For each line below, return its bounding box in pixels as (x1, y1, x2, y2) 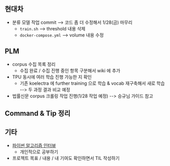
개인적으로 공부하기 (19, 149, 59, 155)
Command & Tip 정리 (5, 109, 71, 118)
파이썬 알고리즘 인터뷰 (12, 142, 56, 148)
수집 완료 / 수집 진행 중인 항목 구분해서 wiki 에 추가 (19, 68, 121, 74)
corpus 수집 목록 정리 (12, 61, 56, 67)
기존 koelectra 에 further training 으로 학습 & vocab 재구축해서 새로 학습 (19, 80, 165, 86)
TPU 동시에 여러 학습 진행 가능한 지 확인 (12, 74, 92, 80)
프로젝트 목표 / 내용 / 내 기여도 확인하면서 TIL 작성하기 (12, 155, 120, 161)
